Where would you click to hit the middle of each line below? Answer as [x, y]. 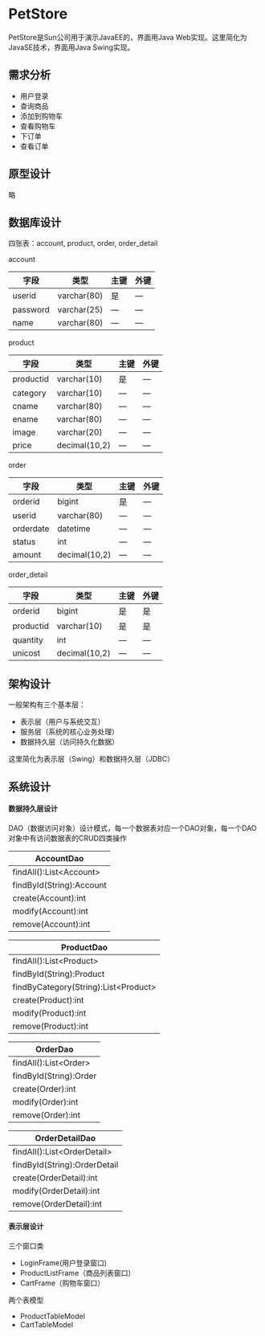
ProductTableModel [53, 1316]
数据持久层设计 [33, 809]
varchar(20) [79, 432]
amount [27, 555]
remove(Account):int [51, 924]
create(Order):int [44, 1089]
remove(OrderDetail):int [57, 1203]
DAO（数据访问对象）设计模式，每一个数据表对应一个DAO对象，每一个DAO [132, 827]
